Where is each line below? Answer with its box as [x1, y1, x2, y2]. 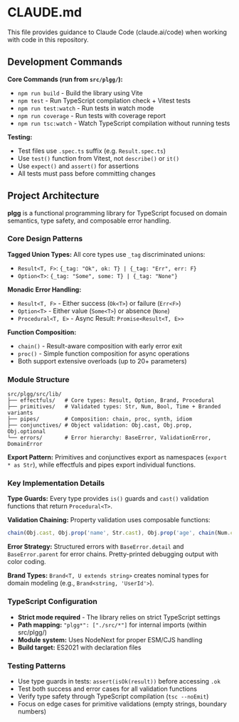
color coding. [7, 558, 46, 566]
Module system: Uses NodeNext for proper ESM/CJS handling [17, 635, 203, 644]
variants [7, 410, 33, 417]
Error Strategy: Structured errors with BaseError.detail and [7, 542, 184, 551]
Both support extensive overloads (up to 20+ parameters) [17, 356, 187, 365]
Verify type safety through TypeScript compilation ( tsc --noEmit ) [17, 691, 209, 701]
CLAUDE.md [7, 4, 83, 21]
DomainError [7, 440, 43, 448]
